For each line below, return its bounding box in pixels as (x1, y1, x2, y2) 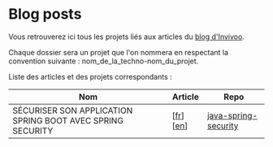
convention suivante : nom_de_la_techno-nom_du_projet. (8, 56, 199, 66)
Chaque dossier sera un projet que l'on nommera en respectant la (8, 47, 229, 57)
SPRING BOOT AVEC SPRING (12, 115, 124, 126)
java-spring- (206, 110, 258, 121)
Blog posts (8, 5, 82, 24)
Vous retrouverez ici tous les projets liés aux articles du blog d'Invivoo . (8, 32, 245, 41)
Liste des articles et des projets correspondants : (8, 71, 172, 81)
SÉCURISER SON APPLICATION (12, 105, 133, 116)
